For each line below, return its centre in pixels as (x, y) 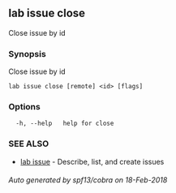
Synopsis (27, 54)
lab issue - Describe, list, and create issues (92, 161)
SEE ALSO (29, 144)
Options (24, 107)
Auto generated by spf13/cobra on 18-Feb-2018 (88, 180)
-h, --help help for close (65, 124)
